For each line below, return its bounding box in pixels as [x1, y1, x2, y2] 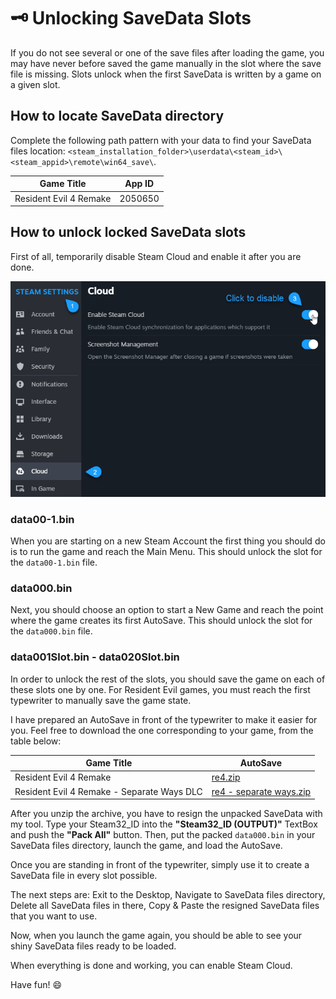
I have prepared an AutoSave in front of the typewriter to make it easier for [10, 713, 318, 725]
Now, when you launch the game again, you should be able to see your [10, 930, 303, 941]
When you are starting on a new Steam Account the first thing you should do [10, 535, 326, 547]
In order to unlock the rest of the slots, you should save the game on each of [10, 673, 326, 685]
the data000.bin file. [10, 625, 93, 637]
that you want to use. [10, 910, 98, 922]
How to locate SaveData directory [10, 108, 225, 125]
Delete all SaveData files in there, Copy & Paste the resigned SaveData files [10, 900, 320, 911]
